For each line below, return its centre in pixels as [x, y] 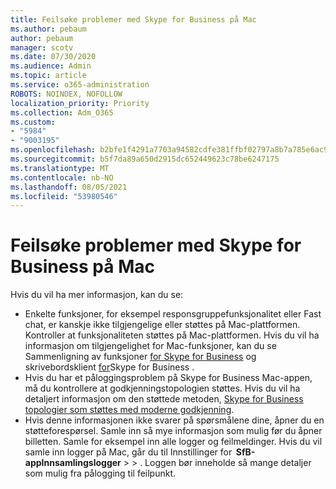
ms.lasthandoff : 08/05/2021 [69, 187]
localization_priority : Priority [80, 103]
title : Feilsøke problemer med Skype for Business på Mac [133, 19]
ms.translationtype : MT [60, 168]
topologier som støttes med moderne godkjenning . [129, 410]
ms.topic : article [48, 76]
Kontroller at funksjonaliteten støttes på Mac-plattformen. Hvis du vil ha [172, 335]
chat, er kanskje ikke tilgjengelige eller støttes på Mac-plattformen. [162, 325]
